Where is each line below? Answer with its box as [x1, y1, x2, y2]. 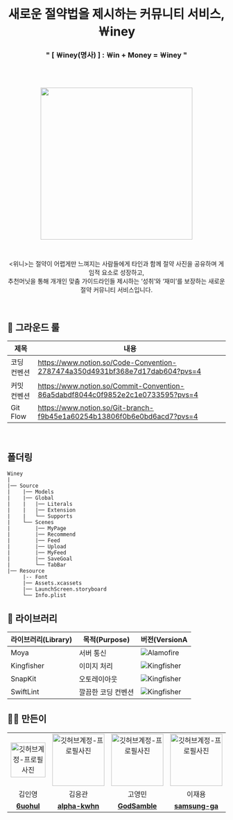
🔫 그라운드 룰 [7, 321, 60, 334]
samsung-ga [174, 801, 218, 810]
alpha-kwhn [57, 801, 100, 810]
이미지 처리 [78, 661, 113, 671]
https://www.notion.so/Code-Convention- [37, 358, 177, 368]
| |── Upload [7, 543, 67, 550]
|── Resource [7, 568, 45, 575]
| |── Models [7, 489, 54, 495]
